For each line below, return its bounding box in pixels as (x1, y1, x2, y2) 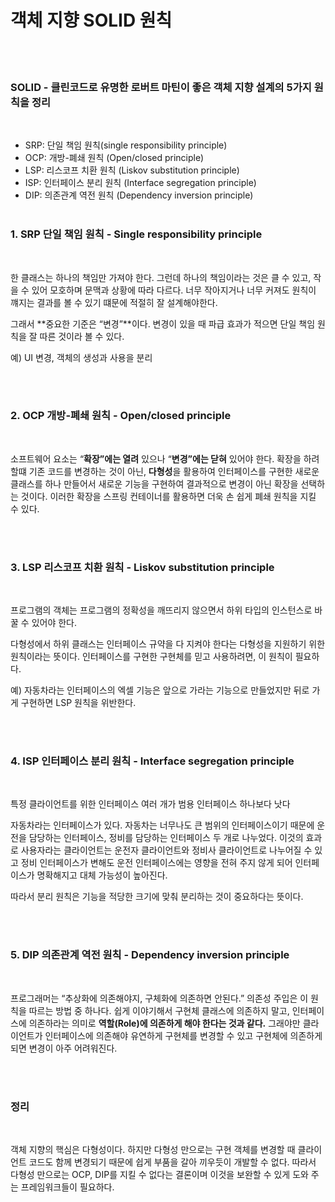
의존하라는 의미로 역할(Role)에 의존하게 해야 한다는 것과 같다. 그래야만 (28, 1017, 301, 1029)
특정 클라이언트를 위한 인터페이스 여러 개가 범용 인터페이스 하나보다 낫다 (10, 798, 291, 810)
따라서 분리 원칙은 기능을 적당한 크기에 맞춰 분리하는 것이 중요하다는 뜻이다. (10, 891, 304, 903)
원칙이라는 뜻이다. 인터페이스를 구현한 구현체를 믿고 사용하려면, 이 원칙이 (10, 651, 293, 663)
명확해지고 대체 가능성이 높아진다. (36, 869, 168, 881)
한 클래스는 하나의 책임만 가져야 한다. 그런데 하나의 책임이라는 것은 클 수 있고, (10, 271, 312, 283)
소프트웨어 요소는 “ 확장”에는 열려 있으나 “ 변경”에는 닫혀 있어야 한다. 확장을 (10, 452, 302, 465)
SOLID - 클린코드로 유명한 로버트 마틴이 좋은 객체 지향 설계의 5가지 (10, 80, 312, 94)
